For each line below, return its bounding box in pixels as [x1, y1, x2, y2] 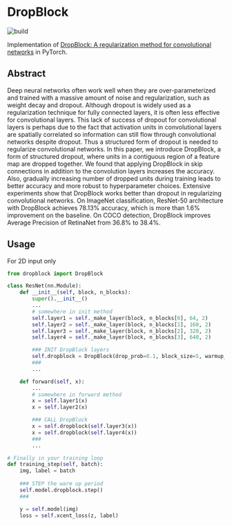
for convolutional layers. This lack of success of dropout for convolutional [7, 115, 217, 124]
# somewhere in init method [32, 308, 113, 315]
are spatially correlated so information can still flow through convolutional [7, 130, 216, 138]
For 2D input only [7, 256, 57, 265]
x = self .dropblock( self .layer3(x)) [32, 423, 137, 430]
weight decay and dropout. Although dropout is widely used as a [7, 101, 191, 109]
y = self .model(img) [19, 505, 79, 512]
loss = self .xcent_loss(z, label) [19, 512, 119, 519]
